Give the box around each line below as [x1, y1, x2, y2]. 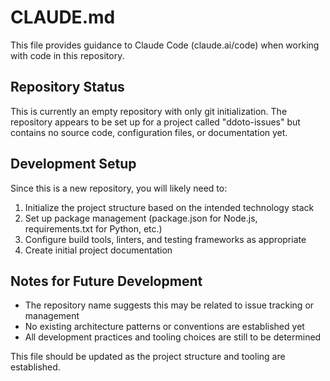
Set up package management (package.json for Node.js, [24, 212, 258, 224]
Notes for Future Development [10, 272, 203, 290]
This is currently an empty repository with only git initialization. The [10, 105, 288, 117]
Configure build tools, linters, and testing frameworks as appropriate [24, 233, 307, 245]
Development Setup [10, 156, 137, 173]
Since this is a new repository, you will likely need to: [10, 182, 228, 194]
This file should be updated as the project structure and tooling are [10, 351, 286, 363]
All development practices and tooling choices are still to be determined [24, 331, 322, 343]
